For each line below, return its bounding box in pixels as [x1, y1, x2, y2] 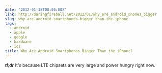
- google [9, 35, 27, 40]
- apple [9, 30, 26, 35]
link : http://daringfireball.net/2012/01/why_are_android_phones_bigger [5, 12, 157, 17]
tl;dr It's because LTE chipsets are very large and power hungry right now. [5, 62, 156, 68]
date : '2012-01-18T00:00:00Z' [5, 7, 67, 12]
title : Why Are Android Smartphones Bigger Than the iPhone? [5, 48, 133, 53]
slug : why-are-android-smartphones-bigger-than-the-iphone [5, 16, 129, 21]
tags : [5, 21, 16, 26]
